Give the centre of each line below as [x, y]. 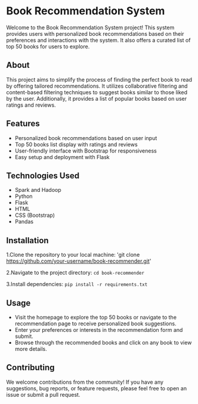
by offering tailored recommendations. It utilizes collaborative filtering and [97, 86]
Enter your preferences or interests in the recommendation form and [99, 330]
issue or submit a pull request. [43, 394]
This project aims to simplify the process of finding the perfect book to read [99, 79]
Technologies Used [43, 175]
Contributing [30, 368]
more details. [31, 349]
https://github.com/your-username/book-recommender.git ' [79, 261]
